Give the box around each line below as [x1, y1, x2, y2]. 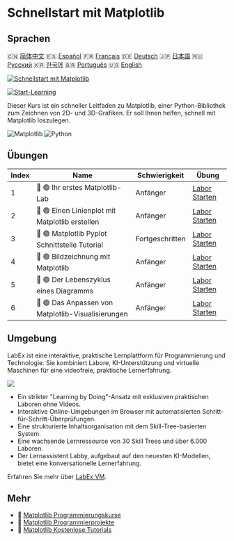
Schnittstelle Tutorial [36, 240, 103, 250]
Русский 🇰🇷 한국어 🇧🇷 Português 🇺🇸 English [7, 60, 143, 69]
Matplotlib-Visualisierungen [36, 309, 128, 318]
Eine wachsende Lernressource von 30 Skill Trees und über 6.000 [17, 437, 208, 445]
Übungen [7, 150, 49, 161]
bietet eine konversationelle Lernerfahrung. [17, 459, 141, 467]
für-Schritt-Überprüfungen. [17, 414, 96, 423]
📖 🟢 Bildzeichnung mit [36, 252, 111, 261]
